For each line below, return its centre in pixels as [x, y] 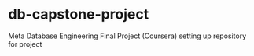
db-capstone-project [79, 14]
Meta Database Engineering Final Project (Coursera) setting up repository [127, 36]
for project [25, 44]
